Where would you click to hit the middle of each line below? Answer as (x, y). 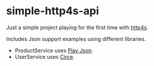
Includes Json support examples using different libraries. (76, 39)
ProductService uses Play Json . (54, 50)
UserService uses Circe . (45, 56)
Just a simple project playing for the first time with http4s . (77, 27)
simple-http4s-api (53, 11)
